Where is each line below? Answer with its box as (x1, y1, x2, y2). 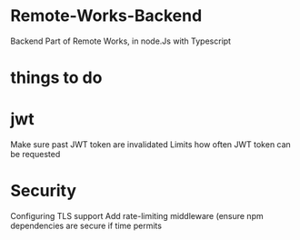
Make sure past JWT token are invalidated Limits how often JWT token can (10, 139, 292, 150)
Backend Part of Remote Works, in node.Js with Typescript (10, 35, 231, 46)
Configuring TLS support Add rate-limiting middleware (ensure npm (10, 211, 264, 221)
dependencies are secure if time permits (10, 220, 163, 231)
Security (10, 181, 76, 201)
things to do (10, 67, 103, 88)
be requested (10, 149, 61, 160)
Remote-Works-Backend (10, 5, 203, 26)
